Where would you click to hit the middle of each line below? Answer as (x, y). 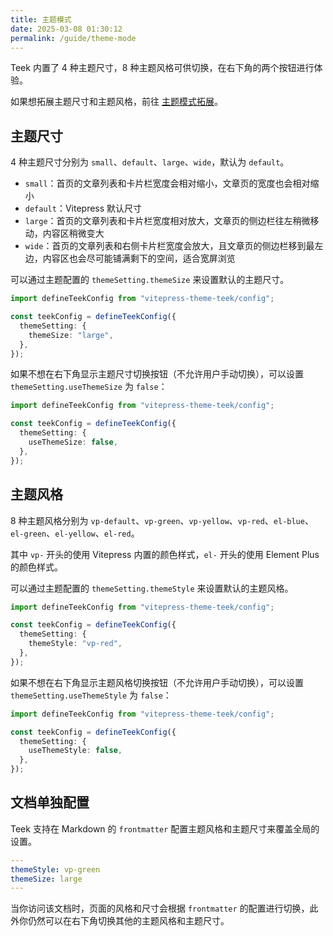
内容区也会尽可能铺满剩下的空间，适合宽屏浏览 (139, 258)
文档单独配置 (50, 802)
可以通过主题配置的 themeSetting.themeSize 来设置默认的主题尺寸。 (150, 280)
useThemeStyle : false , (75, 751)
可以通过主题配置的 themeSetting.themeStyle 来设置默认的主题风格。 (152, 588)
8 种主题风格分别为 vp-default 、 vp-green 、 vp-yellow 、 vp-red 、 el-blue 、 (162, 520)
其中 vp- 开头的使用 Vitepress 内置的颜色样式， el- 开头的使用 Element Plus (165, 554)
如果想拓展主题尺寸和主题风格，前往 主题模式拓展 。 (116, 102)
